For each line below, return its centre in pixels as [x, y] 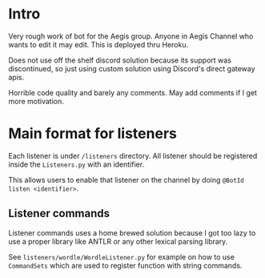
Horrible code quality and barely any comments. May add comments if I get [133, 92]
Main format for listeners [93, 134]
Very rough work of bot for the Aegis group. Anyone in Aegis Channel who [131, 36]
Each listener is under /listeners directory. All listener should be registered [133, 155]
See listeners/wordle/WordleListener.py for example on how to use [121, 256]
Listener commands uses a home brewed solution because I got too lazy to [132, 232]
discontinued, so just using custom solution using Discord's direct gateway [132, 68]
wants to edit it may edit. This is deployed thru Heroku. [98, 44]
